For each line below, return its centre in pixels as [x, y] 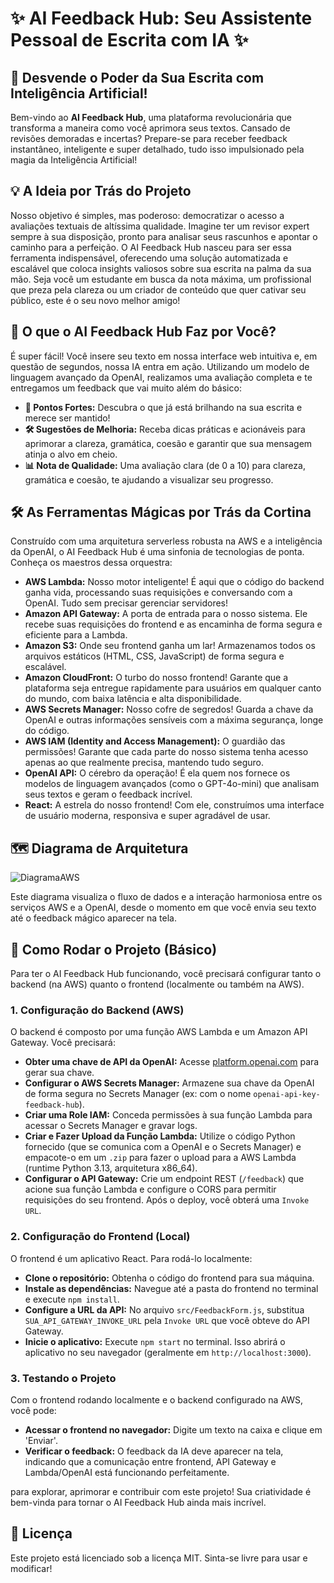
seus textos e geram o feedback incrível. [108, 794]
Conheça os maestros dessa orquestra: [91, 563]
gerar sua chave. [59, 1073]
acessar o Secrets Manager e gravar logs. [111, 1126]
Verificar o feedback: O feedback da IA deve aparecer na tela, [154, 1451]
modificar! [31, 1568]
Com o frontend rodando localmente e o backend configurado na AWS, [157, 1399]
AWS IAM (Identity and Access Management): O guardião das [155, 741]
